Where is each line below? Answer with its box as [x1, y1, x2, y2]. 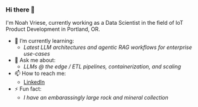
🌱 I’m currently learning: [14, 37, 74, 45]
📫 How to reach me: [14, 70, 66, 77]
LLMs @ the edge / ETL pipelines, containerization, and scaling [23, 63, 182, 70]
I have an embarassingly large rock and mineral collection [23, 94, 168, 102]
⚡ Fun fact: [14, 85, 42, 92]
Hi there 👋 [5, 5, 36, 14]
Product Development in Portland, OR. [5, 25, 100, 33]
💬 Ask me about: [14, 57, 56, 64]
